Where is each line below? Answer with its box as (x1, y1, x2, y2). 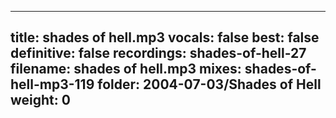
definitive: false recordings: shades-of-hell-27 (10, 45, 307, 62)
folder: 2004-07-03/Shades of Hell (97, 76, 322, 93)
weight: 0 (10, 92, 71, 109)
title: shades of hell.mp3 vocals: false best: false (10, 29, 320, 46)
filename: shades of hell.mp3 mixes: (10, 61, 242, 78)
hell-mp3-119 (10, 76, 95, 93)
